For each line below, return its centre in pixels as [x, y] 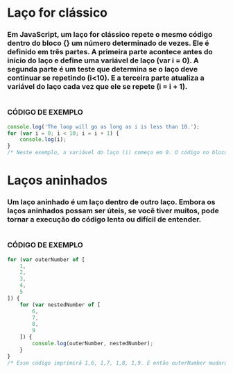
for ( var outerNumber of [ [46, 259]
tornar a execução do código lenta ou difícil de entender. [104, 219]
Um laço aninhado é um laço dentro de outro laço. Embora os [111, 202]
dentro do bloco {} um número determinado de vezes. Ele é [108, 43]
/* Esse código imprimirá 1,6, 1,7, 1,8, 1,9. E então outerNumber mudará [118, 363]
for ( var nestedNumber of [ [60, 305]
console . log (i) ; [43, 140]
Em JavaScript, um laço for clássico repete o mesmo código [110, 35]
